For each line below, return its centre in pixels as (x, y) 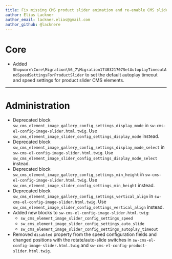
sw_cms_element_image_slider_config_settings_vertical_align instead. (88, 207)
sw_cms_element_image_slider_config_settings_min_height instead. (84, 186)
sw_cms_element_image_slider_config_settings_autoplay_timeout (89, 230)
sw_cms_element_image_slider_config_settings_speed (77, 218)
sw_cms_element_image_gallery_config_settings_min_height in (78, 174)
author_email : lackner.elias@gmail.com (48, 19)
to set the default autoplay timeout (121, 75)
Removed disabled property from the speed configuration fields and (85, 234)
